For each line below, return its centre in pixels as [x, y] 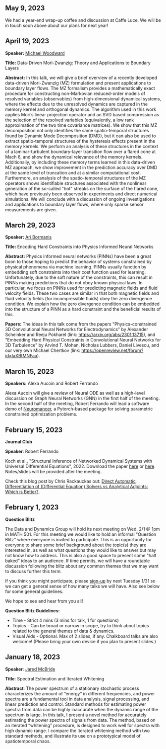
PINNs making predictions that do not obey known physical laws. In [74, 283]
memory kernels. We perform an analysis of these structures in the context [82, 146]
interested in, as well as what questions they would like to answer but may [81, 550]
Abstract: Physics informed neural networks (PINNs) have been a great [78, 256]
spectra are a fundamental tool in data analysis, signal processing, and [77, 699]
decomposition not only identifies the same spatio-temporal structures [77, 130]
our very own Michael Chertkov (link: [43, 350]
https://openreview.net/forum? [112, 350]
